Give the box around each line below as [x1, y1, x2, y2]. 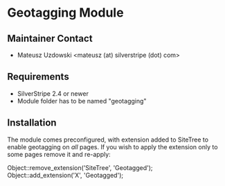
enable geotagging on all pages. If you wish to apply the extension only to [7, 142, 218, 151]
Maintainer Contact [7, 33, 93, 44]
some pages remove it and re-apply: [7, 150, 111, 158]
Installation [7, 117, 57, 129]
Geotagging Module [7, 5, 124, 21]
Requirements [7, 71, 69, 83]
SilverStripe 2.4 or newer [17, 89, 89, 98]
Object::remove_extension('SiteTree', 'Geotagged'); [7, 163, 154, 171]
